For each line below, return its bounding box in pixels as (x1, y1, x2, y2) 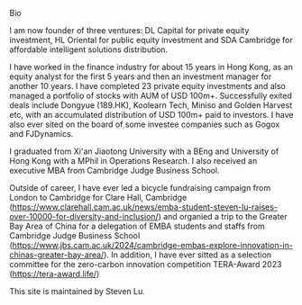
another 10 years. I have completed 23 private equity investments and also (9, 81, 286, 91)
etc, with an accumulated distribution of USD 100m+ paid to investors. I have (9, 110, 294, 120)
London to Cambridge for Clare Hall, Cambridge (9, 193, 188, 202)
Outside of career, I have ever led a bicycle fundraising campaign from (9, 183, 271, 193)
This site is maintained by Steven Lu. (9, 286, 146, 296)
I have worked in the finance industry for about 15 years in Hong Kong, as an (9, 62, 293, 72)
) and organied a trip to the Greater (158, 211, 288, 221)
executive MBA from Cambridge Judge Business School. (9, 166, 220, 175)
